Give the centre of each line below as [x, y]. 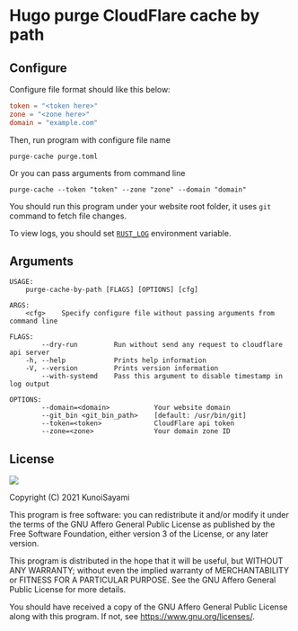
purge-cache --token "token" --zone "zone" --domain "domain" [128, 190]
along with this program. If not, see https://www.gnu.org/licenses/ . [132, 617]
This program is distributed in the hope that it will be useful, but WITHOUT [146, 561]
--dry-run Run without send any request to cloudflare [162, 345]
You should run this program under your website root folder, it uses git [140, 206]
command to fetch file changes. [68, 216]
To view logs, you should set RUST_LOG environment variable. [120, 233]
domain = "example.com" [54, 122]
